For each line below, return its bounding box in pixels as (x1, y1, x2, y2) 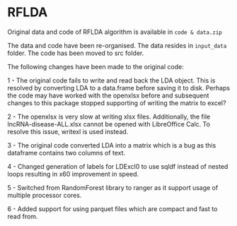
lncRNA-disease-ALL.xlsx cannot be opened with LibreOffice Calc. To (7, 119, 211, 128)
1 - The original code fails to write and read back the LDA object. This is (7, 76, 216, 85)
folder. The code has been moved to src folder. (7, 49, 144, 57)
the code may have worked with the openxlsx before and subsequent (7, 91, 209, 100)
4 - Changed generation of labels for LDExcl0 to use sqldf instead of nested (7, 162, 229, 170)
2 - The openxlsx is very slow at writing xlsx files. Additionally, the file (7, 112, 211, 121)
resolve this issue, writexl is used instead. (7, 127, 129, 136)
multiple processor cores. (7, 191, 82, 199)
